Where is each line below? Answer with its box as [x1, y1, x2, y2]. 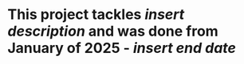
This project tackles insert [7, 6, 185, 24]
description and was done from [7, 22, 218, 40]
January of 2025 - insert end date [7, 40, 237, 57]
